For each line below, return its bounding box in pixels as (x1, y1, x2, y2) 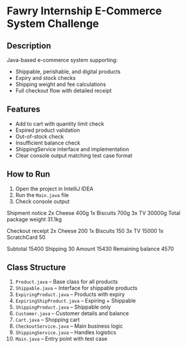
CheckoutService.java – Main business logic (15, 322, 124, 329)
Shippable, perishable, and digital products (15, 68, 121, 75)
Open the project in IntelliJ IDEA (15, 185, 94, 192)
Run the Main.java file (15, 191, 69, 198)
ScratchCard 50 (7, 233, 46, 241)
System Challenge (7, 17, 99, 30)
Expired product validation (15, 127, 80, 134)
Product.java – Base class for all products (15, 278, 118, 285)
